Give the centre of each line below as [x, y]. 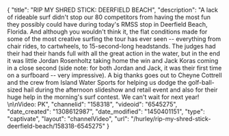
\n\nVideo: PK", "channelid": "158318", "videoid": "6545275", [92, 104]
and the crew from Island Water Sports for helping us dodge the [97, 82]
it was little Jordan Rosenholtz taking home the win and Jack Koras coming [113, 60]
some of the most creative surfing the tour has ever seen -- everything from [114, 39]
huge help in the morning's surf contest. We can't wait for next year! [103, 97]
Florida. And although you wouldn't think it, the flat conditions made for [107, 31]
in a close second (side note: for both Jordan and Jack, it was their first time [114, 68]
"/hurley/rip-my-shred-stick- [171, 119]
